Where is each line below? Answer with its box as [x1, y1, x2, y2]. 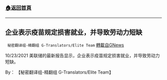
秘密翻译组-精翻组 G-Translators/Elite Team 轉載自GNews [7, 42, 124, 48]
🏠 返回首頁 [5, 4, 32, 11]
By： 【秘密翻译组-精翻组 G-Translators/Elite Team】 [5, 69, 114, 75]
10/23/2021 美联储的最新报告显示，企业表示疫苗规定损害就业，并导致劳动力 [5, 53, 160, 59]
